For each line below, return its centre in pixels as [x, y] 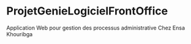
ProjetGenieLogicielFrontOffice [87, 11]
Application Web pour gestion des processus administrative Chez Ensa [96, 28]
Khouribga [20, 34]
